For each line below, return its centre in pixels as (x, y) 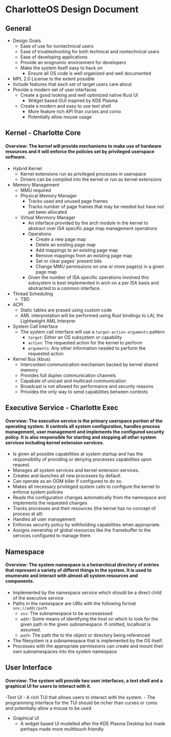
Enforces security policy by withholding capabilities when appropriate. (87, 525)
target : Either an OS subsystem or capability (75, 337)
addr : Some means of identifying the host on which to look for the (89, 619)
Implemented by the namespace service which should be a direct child (87, 592)
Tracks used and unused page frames (68, 201)
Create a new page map (61, 239)
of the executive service (38, 598)
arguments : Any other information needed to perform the (87, 348)
